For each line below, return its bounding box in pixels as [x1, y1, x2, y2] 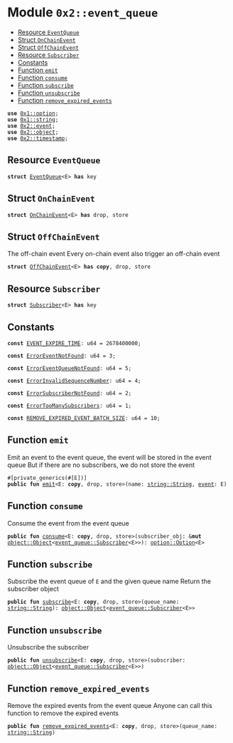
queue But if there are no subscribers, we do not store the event [7, 461, 195, 469]
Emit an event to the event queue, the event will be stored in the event [7, 453, 212, 461]
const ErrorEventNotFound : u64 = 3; [7, 352, 116, 359]
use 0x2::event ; [7, 122, 55, 129]
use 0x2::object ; [7, 128, 59, 135]
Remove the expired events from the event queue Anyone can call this [7, 702, 213, 710]
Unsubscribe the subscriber [7, 643, 90, 652]
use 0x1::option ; [7, 110, 59, 117]
